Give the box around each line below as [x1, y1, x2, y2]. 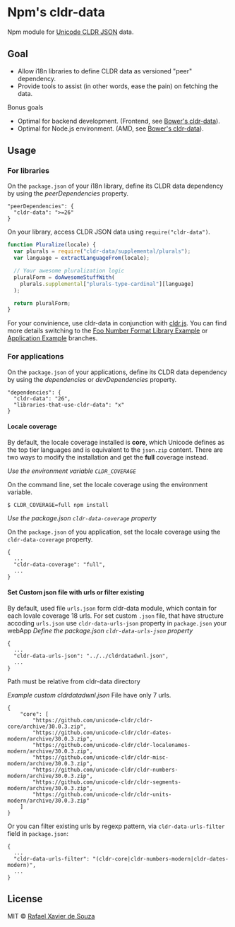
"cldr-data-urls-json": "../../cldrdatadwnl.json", [13, 652, 169, 660]
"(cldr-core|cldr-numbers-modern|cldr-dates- [92, 856, 229, 863]
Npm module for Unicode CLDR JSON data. [7, 28, 134, 36]
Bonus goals [7, 103, 44, 112]
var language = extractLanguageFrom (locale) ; [13, 255, 150, 262]
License [7, 893, 43, 905]
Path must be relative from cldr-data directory [7, 677, 141, 686]
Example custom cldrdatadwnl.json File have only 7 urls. [7, 691, 171, 700]
